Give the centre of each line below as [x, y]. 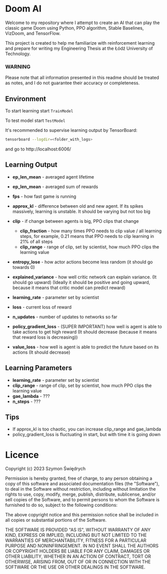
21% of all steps [36, 241]
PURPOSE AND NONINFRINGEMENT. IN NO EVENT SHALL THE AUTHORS [82, 546]
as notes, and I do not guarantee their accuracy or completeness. [72, 83]
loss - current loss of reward [42, 307]
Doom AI [23, 9]
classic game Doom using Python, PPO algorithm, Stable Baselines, [74, 28]
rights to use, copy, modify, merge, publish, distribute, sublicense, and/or [80, 494]
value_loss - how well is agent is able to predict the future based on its [85, 347]
